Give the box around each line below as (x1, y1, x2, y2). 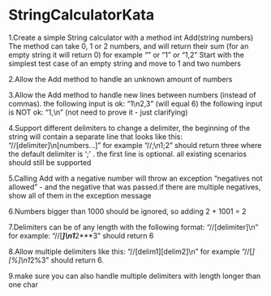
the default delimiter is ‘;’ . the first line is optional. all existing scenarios (8, 149, 247, 159)
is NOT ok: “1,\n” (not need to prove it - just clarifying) (8, 107, 188, 117)
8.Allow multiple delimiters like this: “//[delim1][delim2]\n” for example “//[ (8, 246, 253, 256)
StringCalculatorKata (8, 6, 155, 24)
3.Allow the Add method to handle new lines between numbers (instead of (8, 89, 256, 99)
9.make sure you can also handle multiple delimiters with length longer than (8, 271, 261, 281)
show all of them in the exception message (8, 190, 152, 200)
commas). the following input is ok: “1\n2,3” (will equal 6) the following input (8, 98, 263, 108)
